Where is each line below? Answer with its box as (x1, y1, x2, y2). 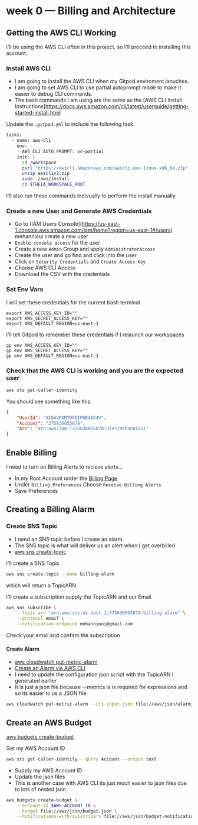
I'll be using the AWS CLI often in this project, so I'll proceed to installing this (6, 43, 191, 50)
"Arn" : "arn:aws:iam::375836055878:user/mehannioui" (16, 426, 149, 432)
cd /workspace (21, 160, 57, 165)
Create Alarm (6, 645, 39, 652)
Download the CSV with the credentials (14, 271, 110, 278)
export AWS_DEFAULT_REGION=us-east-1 (6, 320, 99, 326)
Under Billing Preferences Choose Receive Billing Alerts (14, 481, 161, 488)
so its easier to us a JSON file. (14, 690, 88, 697)
